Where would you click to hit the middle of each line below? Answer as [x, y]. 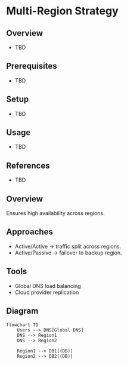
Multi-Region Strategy [62, 11]
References [28, 165]
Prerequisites [32, 66]
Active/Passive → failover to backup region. [68, 253]
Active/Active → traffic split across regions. [68, 246]
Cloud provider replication [47, 292]
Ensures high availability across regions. [55, 213]
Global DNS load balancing [48, 286]
